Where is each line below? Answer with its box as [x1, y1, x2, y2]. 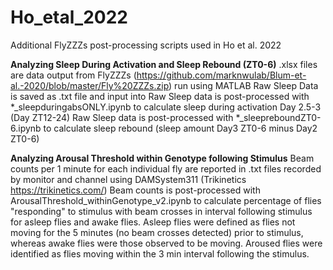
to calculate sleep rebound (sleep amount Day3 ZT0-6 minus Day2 [43, 122, 318, 134]
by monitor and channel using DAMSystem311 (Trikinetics [10, 173, 247, 185]
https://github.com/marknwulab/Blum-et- [136, 69, 307, 81]
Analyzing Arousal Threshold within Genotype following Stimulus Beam [10, 152, 315, 164]
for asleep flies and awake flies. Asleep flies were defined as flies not [10, 216, 296, 228]
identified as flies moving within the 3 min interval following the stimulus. [10, 247, 310, 260]
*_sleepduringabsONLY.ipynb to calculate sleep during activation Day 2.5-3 [10, 101, 322, 113]
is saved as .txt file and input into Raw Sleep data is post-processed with [10, 90, 310, 102]
